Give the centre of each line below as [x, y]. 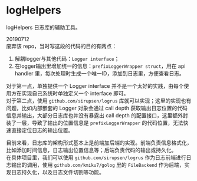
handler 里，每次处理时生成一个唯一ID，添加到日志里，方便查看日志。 [99, 73]
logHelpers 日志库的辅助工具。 [43, 27]
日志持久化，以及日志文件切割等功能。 [58, 172]
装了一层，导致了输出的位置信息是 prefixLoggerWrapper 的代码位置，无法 [95, 123]
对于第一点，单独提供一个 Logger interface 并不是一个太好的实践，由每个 [95, 85]
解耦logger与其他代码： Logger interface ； [67, 58]
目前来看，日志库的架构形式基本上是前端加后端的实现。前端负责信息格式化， [99, 143]
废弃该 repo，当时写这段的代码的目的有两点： [62, 46]
